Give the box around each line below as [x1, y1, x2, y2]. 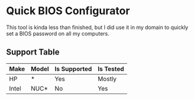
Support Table [6, 47, 60, 57]
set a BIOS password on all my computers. [6, 30, 109, 37]
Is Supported [54, 64, 92, 73]
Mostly [97, 75, 117, 83]
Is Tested [97, 64, 124, 73]
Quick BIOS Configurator [6, 4, 130, 18]
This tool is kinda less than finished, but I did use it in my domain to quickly [6, 24, 189, 31]
